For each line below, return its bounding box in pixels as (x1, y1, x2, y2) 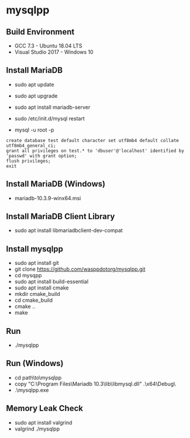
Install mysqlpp (6, 244, 63, 254)
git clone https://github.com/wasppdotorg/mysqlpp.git (14, 265, 146, 273)
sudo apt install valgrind (14, 419, 72, 426)
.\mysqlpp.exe (14, 387, 49, 394)
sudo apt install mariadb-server (14, 104, 91, 111)
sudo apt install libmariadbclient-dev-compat (14, 227, 123, 234)
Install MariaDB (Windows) (6, 179, 106, 189)
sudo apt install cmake (14, 284, 69, 291)
